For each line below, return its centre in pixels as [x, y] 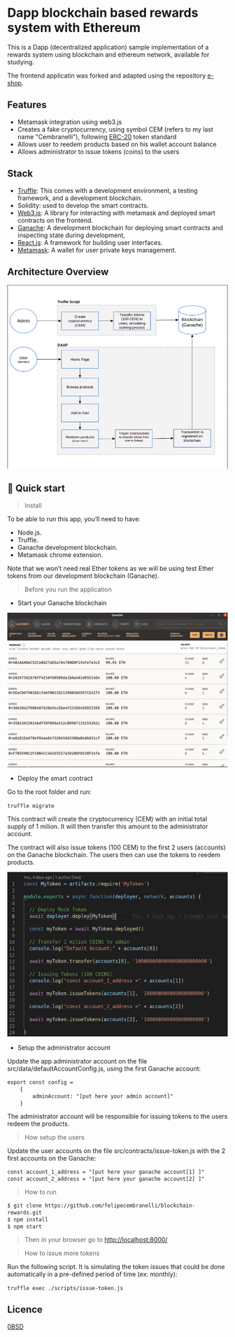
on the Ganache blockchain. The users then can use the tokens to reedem [114, 854]
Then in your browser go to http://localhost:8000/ [96, 1239]
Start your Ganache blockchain [62, 602]
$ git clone [24, 1205]
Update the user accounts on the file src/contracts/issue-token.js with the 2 [116, 1151]
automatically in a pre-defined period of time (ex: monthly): [92, 1274]
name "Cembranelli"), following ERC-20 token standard [97, 136]
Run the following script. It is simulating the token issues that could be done [116, 1266]
